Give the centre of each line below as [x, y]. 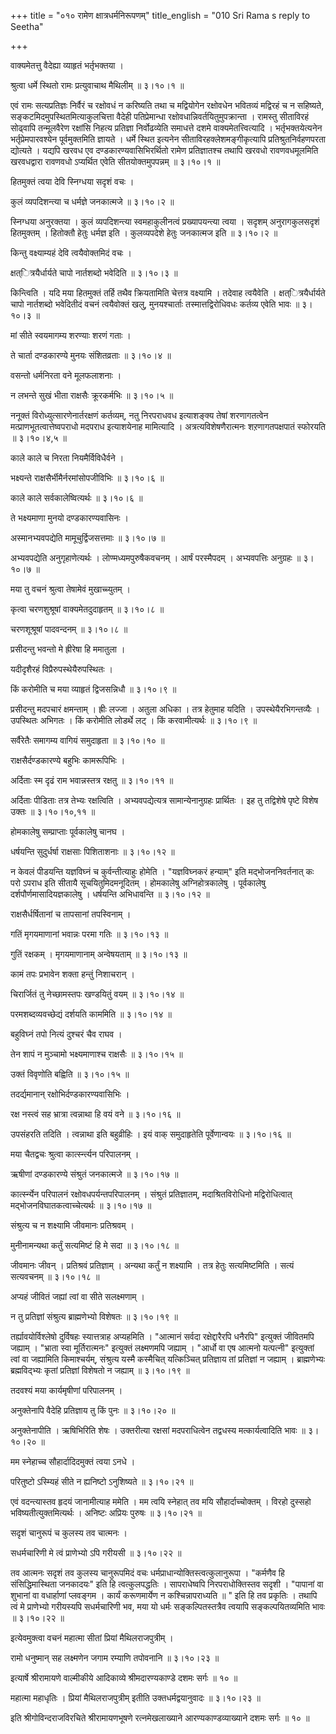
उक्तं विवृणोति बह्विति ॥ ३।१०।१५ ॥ [70, 1074]
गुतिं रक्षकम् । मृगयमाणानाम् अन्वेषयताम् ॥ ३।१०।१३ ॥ [99, 954]
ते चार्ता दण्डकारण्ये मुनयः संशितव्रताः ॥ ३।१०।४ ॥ [91, 355]
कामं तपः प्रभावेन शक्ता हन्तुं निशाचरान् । [72, 974]
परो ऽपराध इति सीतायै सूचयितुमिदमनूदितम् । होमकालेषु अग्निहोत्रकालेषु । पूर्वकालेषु [138, 883]
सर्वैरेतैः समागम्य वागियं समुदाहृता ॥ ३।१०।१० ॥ [87, 740]
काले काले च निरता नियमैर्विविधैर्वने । [67, 458]
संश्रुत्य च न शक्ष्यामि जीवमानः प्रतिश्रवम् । [72, 1225]
